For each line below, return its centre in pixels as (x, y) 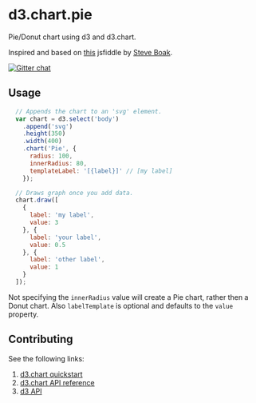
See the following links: (47, 358)
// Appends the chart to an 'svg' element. (89, 111)
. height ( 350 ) (44, 134)
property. (24, 314)
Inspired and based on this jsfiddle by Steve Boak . (91, 52)
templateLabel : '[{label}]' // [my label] (101, 171)
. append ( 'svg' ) (48, 126)
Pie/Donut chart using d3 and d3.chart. (73, 37)
